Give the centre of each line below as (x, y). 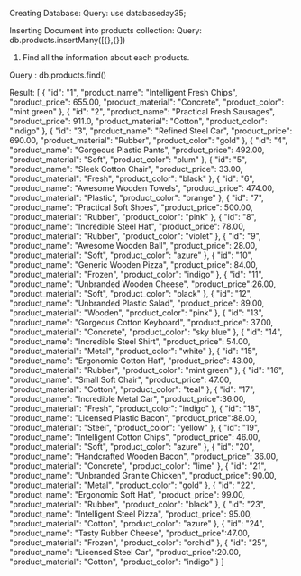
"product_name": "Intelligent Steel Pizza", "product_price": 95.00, (131, 514)
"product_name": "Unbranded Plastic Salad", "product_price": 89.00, (137, 303)
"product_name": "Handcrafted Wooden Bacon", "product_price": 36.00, (144, 456)
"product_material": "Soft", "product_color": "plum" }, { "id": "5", (128, 160)
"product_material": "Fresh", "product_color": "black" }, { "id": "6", (132, 178)
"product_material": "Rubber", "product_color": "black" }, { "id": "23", (137, 504)
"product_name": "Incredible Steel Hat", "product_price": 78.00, (128, 226)
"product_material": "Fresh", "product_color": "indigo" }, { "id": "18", (135, 408)
